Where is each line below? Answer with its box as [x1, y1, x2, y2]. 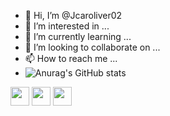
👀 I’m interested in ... [24, 20, 110, 32]
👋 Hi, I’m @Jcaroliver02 [24, 10, 123, 21]
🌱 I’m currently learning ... [24, 31, 132, 42]
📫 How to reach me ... [24, 53, 118, 64]
